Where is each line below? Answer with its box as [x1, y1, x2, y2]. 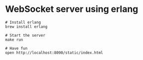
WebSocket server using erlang [5, 3, 139, 15]
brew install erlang [5, 24, 48, 29]
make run [5, 37, 23, 42]
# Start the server [5, 33, 46, 38]
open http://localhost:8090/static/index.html [5, 50, 103, 55]
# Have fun [5, 46, 28, 51]
